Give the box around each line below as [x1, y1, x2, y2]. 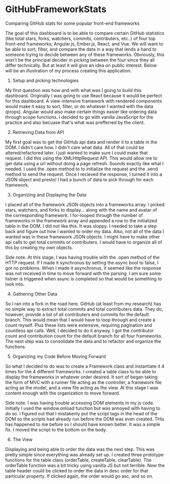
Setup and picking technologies [12, 77, 79, 83]
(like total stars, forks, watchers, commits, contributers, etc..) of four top [5, 35, 156, 41]
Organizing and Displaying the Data [12, 191, 87, 198]
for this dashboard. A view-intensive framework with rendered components [5, 98, 162, 104]
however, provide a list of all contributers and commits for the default [5, 311, 149, 317]
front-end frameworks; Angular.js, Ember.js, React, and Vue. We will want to [5, 40, 163, 46]
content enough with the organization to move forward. [5, 390, 120, 396]
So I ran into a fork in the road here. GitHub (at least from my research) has [5, 301, 161, 307]
